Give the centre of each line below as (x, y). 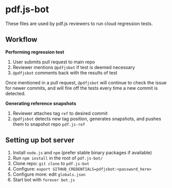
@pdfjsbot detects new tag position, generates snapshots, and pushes (87, 119)
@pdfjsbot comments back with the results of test (65, 73)
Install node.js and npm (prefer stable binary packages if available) (82, 152)
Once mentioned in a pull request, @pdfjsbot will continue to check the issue (86, 82)
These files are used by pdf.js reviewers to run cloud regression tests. (79, 24)
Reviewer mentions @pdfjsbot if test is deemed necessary (74, 67)
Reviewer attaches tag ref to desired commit (60, 113)
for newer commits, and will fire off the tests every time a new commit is (82, 88)
